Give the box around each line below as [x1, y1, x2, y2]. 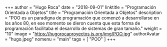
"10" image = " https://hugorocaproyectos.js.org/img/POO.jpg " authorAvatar [4, 31, 160, 36]
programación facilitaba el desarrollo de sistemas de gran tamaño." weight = [4, 25, 162, 31]
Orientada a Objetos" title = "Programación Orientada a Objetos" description [4, 9, 162, 15]
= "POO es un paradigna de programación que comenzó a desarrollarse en [4, 15, 159, 20]
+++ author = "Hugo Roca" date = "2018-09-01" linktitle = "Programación [4, 4, 156, 10]
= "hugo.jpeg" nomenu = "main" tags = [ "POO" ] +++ [4, 36, 116, 42]
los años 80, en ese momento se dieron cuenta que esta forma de [4, 20, 140, 26]
